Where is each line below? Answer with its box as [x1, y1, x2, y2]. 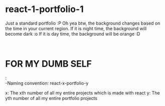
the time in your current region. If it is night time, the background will [5, 25, 147, 31]
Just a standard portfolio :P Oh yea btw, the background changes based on [5, 20, 160, 26]
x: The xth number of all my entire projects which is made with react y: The [5, 89, 160, 96]
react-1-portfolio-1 [5, 4, 84, 15]
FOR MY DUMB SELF [5, 58, 92, 70]
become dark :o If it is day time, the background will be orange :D [5, 31, 140, 37]
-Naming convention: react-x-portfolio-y [5, 80, 89, 86]
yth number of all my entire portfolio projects [5, 95, 98, 101]
